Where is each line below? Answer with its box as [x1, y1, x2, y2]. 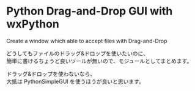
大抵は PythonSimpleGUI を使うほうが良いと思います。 [6, 78, 145, 85]
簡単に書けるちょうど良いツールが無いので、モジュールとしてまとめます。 [6, 57, 193, 64]
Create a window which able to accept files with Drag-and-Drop [6, 37, 167, 44]
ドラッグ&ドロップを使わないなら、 [6, 70, 96, 77]
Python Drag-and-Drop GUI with [6, 4, 173, 18]
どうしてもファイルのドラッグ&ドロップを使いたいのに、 [6, 50, 149, 57]
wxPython [6, 17, 59, 31]
